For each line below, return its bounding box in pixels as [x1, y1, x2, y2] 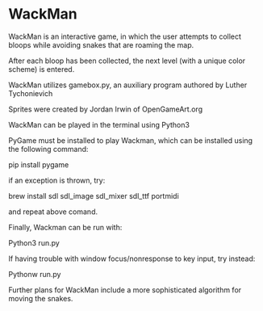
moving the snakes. [8, 293, 73, 303]
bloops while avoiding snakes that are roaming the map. [8, 40, 194, 49]
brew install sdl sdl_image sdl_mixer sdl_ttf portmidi [8, 191, 179, 200]
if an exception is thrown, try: [8, 175, 106, 185]
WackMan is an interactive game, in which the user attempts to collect [8, 32, 242, 41]
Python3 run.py [8, 237, 61, 247]
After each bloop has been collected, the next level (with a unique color [8, 56, 246, 65]
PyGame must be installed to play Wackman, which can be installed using [8, 135, 253, 145]
